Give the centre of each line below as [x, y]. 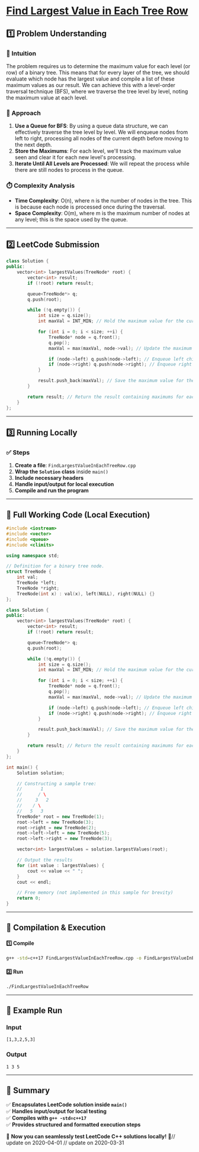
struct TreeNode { [29, 572]
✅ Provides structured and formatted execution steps [73, 1125]
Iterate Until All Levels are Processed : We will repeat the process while [102, 163]
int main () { [22, 767]
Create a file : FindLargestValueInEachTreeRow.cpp [75, 466]
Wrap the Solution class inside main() [61, 471]
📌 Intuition [21, 53]
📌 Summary [28, 1090]
